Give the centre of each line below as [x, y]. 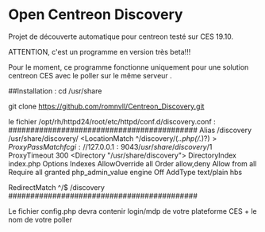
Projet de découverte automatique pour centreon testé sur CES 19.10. [121, 36]
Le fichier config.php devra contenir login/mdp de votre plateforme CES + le [132, 211]
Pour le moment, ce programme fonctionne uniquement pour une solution [129, 67]
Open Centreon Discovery [96, 15]
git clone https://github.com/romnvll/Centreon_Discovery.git [106, 106]
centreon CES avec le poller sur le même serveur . [90, 75]
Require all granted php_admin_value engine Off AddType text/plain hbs [125, 172]
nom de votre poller [40, 219]
